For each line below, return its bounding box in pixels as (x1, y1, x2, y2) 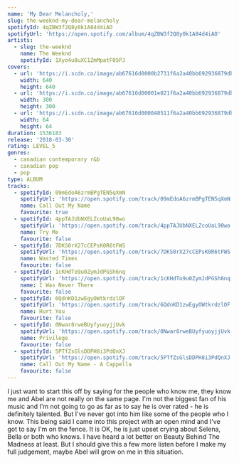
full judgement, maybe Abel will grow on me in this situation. (7, 447, 184, 456)
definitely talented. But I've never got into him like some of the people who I (7, 410, 229, 418)
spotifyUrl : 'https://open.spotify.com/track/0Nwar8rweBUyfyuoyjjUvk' (20, 328, 234, 335)
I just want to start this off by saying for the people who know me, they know (7, 387, 232, 395)
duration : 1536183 (7, 129, 62, 137)
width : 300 (20, 97, 53, 104)
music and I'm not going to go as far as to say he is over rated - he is (7, 402, 209, 410)
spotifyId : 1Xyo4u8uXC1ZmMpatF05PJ (20, 57, 126, 64)
